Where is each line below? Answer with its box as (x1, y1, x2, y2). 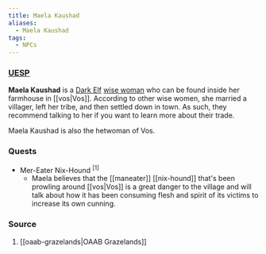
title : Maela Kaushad (8, 11, 80, 20)
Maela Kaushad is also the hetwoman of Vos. (8, 126, 156, 136)
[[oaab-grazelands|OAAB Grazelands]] (19, 237, 147, 246)
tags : (8, 33, 26, 42)
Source (8, 219, 37, 230)
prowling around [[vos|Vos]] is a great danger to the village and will (31, 182, 252, 191)
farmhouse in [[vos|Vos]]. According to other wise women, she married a (8, 94, 248, 103)
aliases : (8, 19, 37, 27)
